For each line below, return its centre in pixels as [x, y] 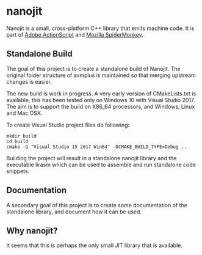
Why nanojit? [32, 231]
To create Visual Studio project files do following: [68, 125]
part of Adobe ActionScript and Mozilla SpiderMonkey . [75, 34]
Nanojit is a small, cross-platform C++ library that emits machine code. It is [100, 28]
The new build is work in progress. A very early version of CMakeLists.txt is [101, 94]
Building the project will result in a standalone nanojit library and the [92, 158]
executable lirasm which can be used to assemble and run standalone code [101, 164]
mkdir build [21, 136]
